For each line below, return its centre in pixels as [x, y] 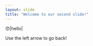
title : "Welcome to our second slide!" [47, 14]
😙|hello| [14, 28]
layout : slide [20, 10]
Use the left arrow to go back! [36, 38]
